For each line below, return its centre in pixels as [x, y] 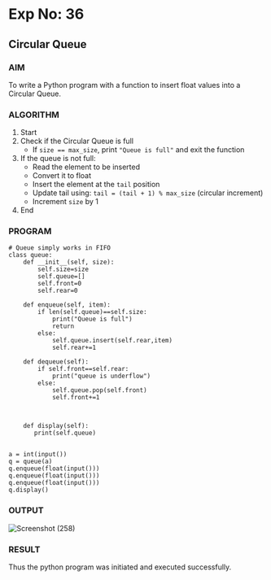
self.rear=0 [58, 291]
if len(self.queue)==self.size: [93, 312]
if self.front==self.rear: [83, 369]
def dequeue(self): [56, 362]
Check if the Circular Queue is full [77, 141]
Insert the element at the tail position [96, 185]
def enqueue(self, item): [67, 305]
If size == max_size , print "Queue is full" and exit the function [138, 150]
